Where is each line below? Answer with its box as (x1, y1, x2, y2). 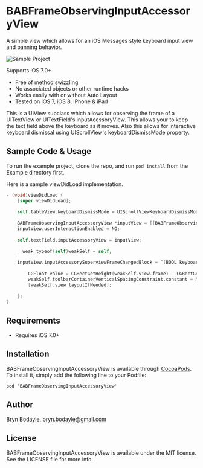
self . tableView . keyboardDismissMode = (17, 209, 115, 215)
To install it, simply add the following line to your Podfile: (6, 371, 147, 379)
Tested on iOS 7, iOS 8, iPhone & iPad (14, 98, 108, 105)
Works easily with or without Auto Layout (14, 91, 118, 98)
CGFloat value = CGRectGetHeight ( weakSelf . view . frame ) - (28, 271, 174, 277)
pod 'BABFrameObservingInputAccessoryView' (6, 383, 118, 389)
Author (6, 400, 33, 410)
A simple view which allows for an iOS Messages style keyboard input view (6, 37, 193, 44)
